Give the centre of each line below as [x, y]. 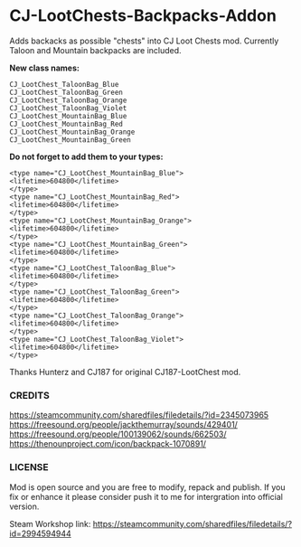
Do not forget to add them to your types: [86, 156]
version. [24, 506]
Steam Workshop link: [50, 523]
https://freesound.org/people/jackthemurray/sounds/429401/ [123, 425]
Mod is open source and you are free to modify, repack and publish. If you [147, 487]
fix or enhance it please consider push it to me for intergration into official [146, 496]
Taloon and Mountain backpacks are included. [96, 50]
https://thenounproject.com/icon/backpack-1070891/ [108, 444]
